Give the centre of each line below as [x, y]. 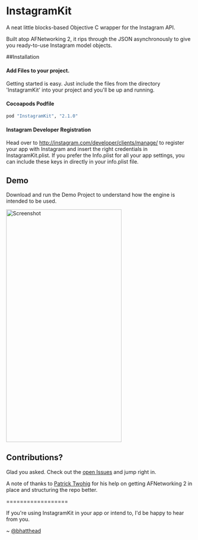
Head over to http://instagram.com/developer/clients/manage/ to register [95, 143]
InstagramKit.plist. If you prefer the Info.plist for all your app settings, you [95, 155]
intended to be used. [31, 201]
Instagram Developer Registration [49, 130]
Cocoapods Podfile [30, 103]
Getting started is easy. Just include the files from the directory [83, 84]
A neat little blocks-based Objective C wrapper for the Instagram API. [91, 27]
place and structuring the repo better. [52, 489]
